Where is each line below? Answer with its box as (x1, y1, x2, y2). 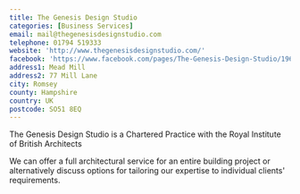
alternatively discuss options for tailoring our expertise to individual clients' (9, 165, 286, 176)
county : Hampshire (9, 88, 78, 97)
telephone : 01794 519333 (9, 38, 102, 47)
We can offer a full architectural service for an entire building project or (9, 156, 271, 166)
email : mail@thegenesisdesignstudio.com (9, 30, 162, 38)
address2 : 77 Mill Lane (9, 72, 98, 80)
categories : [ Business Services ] (9, 21, 134, 30)
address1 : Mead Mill (9, 63, 87, 72)
